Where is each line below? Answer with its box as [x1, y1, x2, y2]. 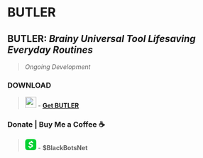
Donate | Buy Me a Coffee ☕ [7, 120, 105, 130]
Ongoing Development [24, 63, 91, 71]
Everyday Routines [7, 43, 94, 56]
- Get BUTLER [38, 101, 79, 110]
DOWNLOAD [7, 80, 52, 90]
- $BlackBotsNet [38, 143, 88, 152]
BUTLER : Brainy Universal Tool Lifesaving [7, 33, 197, 45]
